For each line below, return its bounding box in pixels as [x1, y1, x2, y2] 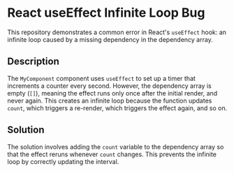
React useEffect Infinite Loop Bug [7, 5, 205, 21]
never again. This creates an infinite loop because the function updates [7, 96, 212, 105]
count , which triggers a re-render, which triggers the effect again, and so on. [7, 103, 228, 112]
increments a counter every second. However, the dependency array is [7, 82, 212, 90]
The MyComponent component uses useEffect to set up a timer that [7, 74, 196, 82]
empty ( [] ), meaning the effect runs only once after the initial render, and [7, 89, 218, 97]
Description [7, 56, 59, 68]
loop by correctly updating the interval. [7, 157, 119, 165]
